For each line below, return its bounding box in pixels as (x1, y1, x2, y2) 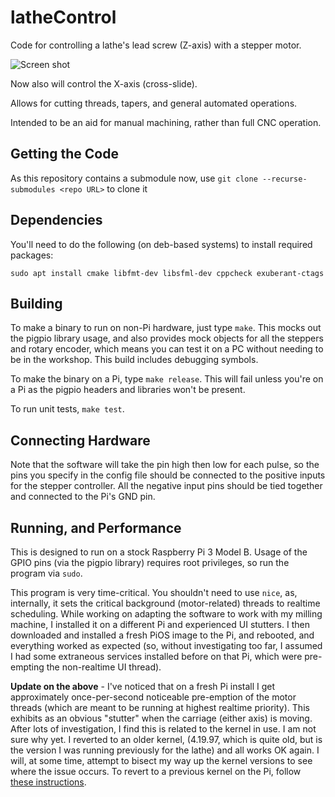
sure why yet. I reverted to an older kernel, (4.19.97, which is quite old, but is (10, 734, 323, 745)
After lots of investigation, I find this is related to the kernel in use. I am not (10, 723, 317, 735)
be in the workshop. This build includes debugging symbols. (10, 354, 259, 366)
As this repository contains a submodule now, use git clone (10, 172, 258, 184)
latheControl (10, 6, 117, 29)
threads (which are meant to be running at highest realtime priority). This (10, 702, 310, 713)
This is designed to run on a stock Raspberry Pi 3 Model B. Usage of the (10, 546, 308, 558)
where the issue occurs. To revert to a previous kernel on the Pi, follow (10, 766, 302, 777)
